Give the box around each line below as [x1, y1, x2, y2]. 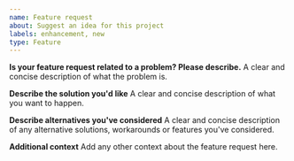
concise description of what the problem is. [9, 72, 168, 82]
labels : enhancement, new [9, 29, 104, 38]
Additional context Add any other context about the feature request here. [9, 142, 278, 152]
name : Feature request [9, 12, 93, 22]
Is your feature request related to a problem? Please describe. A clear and [9, 62, 285, 73]
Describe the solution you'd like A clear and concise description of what [9, 88, 276, 99]
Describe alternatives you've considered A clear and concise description [9, 115, 281, 126]
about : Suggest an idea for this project [9, 21, 165, 30]
